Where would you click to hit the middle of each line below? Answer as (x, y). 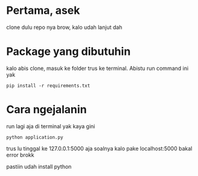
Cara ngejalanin (46, 110)
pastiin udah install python (39, 166)
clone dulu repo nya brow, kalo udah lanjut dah (64, 27)
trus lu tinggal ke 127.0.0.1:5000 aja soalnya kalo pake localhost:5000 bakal (99, 148)
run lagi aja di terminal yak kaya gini (51, 126)
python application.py (35, 137)
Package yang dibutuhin (69, 52)
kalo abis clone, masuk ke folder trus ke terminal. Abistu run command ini (97, 68)
